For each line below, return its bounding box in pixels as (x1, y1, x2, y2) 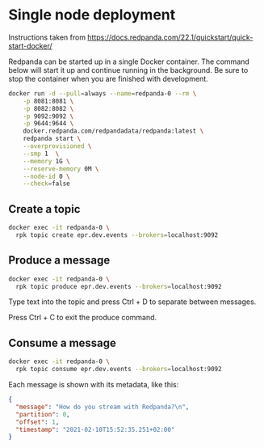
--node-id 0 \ (23, 172, 70, 180)
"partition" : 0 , (15, 410, 70, 418)
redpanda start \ (23, 135, 82, 143)
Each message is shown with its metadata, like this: (8, 380, 179, 389)
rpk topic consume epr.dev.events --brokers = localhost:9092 (15, 366, 222, 374)
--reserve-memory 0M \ (23, 164, 99, 173)
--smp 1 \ (23, 150, 60, 158)
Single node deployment (8, 6, 176, 24)
